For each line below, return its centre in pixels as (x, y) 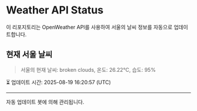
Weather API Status (55, 10)
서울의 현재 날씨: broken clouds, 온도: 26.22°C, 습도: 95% (88, 70)
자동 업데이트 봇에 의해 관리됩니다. (45, 102)
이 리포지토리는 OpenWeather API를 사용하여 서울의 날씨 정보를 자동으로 (89, 27)
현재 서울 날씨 (29, 55)
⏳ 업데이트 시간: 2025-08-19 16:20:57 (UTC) (59, 82)
